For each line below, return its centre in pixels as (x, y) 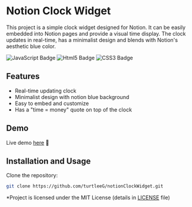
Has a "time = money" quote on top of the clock (73, 109)
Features (23, 76)
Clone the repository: (32, 176)
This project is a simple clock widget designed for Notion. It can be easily (96, 27)
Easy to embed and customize (52, 103)
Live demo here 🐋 (28, 142)
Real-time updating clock (45, 91)
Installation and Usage (48, 161)
